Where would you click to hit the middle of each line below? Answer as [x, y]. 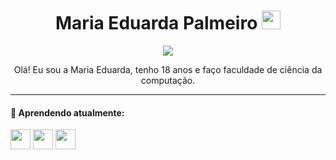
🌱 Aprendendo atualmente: [67, 112]
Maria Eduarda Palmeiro [156, 23]
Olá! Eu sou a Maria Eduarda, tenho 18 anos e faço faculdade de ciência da [168, 69]
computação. [168, 80]
